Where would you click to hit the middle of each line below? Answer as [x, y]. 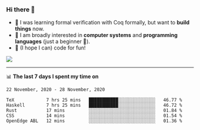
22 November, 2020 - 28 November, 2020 [56, 90]
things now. [29, 29]
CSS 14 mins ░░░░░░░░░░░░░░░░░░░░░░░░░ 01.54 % [94, 116]
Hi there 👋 [21, 10]
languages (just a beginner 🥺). [52, 42]
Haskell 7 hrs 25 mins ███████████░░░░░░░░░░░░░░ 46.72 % [94, 106]
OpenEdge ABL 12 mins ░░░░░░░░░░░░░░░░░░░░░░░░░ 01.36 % [94, 121]
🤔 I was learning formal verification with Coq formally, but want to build [102, 23]
